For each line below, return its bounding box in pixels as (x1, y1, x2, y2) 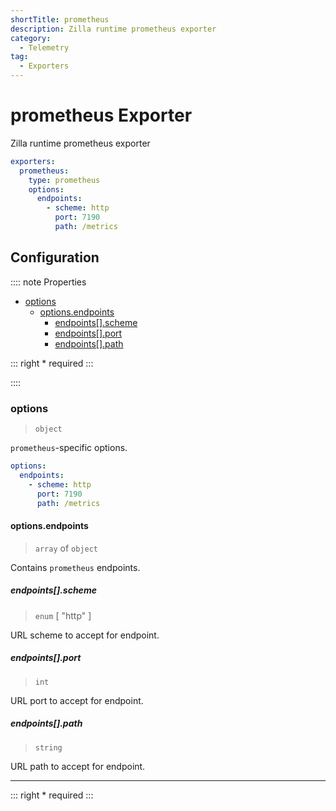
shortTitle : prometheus (10, 14, 110, 25)
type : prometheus (28, 175, 101, 185)
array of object (34, 542, 98, 554)
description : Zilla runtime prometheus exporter (10, 24, 217, 34)
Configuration (10, 249, 100, 266)
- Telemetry (19, 42, 70, 53)
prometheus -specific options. (10, 442, 128, 454)
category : (10, 33, 52, 43)
